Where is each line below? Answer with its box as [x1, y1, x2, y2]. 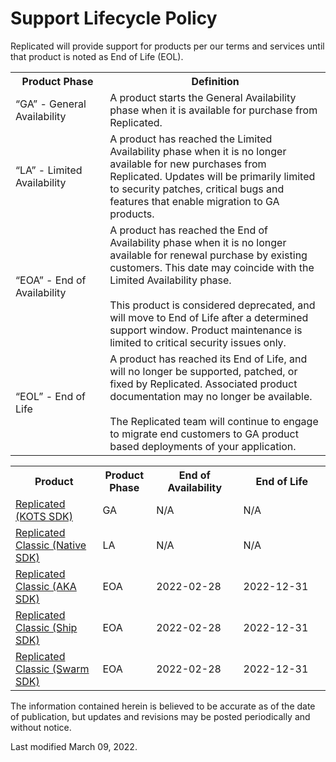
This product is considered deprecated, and [109, 298, 316, 312]
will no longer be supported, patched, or [109, 364, 298, 378]
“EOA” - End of [15, 273, 87, 287]
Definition [191, 74, 240, 88]
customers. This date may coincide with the [109, 260, 315, 274]
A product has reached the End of [109, 223, 269, 237]
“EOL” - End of [15, 389, 87, 403]
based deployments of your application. [109, 439, 297, 453]
